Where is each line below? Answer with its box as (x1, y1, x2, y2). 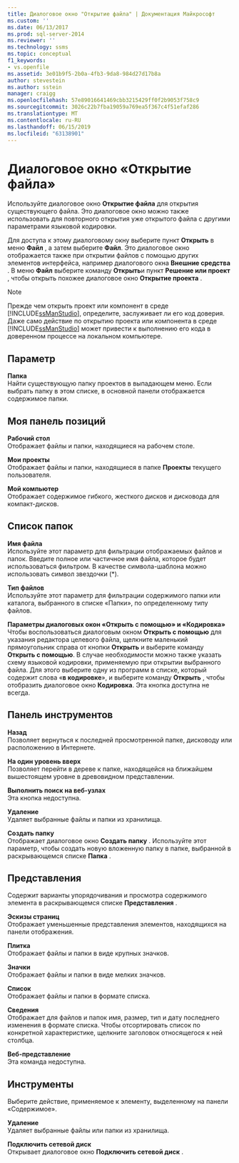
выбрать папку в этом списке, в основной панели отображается (7, 387, 205, 396)
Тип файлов (7, 583, 45, 592)
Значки (7, 963, 31, 972)
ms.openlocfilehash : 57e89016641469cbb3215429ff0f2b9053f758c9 (7, 97, 200, 104)
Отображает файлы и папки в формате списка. (7, 992, 151, 1000)
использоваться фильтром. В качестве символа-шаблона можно (7, 562, 207, 570)
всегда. (7, 688, 31, 697)
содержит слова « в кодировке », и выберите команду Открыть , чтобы (7, 673, 225, 682)
